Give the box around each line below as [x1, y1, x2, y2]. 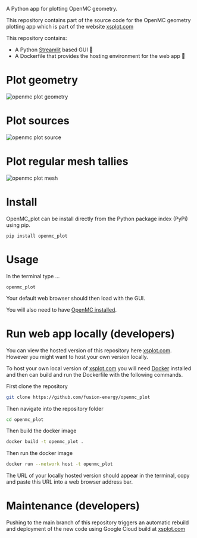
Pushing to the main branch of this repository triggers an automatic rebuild [6, 519, 189, 526]
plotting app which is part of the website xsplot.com [6, 23, 134, 30]
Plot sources [6, 114, 70, 128]
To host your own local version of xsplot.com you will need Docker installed [6, 364, 192, 372]
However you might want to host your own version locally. [6, 353, 148, 360]
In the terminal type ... [6, 272, 60, 279]
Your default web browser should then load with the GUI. [6, 294, 146, 302]
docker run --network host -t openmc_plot [6, 461, 113, 468]
